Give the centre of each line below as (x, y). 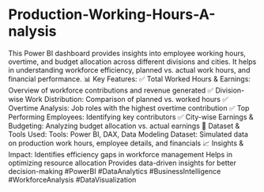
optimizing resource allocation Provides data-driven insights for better (123, 163)
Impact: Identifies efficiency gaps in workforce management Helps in (121, 154)
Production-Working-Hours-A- (112, 15)
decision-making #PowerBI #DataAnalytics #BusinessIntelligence (115, 171)
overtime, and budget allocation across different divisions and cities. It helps (132, 62)
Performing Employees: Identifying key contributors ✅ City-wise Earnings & (131, 117)
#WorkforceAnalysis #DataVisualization (72, 179)
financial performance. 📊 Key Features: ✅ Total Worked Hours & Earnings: (130, 79)
